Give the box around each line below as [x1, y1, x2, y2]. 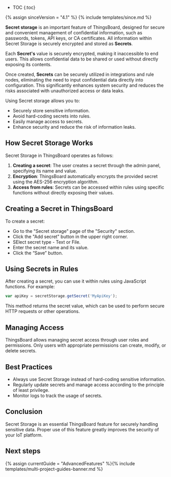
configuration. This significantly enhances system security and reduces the [5, 82, 164, 88]
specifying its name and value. [12, 168, 78, 174]
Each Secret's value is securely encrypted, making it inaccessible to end [5, 51, 159, 56]
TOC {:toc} [12, 5, 36, 10]
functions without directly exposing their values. [12, 189, 114, 195]
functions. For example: [5, 284, 55, 290]
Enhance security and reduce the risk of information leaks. [12, 124, 136, 130]
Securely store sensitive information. [12, 108, 90, 113]
